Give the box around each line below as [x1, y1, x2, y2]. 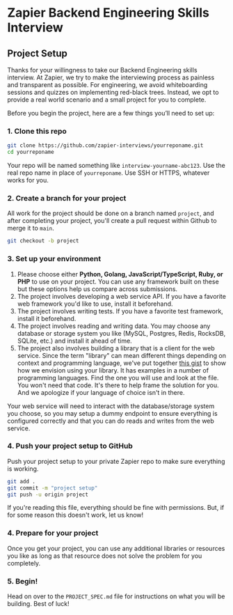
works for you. [7, 176, 49, 185]
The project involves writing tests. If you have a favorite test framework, [17, 306, 224, 315]
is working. [7, 465, 39, 473]
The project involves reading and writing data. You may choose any [17, 322, 211, 330]
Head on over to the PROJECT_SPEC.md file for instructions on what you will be [7, 592, 225, 600]
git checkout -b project [7, 238, 79, 244]
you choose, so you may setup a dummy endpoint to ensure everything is [7, 409, 218, 417]
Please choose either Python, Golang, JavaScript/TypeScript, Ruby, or [17, 270, 224, 278]
